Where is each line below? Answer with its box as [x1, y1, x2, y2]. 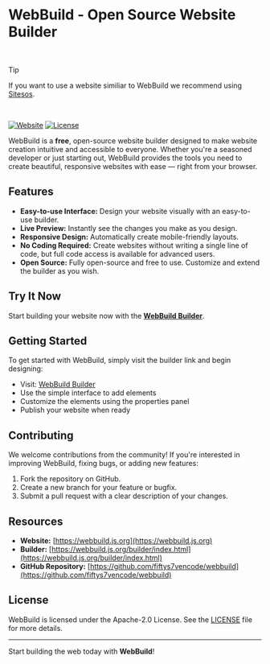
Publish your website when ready [19, 405, 131, 415]
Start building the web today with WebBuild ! [8, 646, 155, 656]
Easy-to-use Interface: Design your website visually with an [19, 206, 221, 216]
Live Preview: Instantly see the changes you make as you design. [19, 223, 238, 233]
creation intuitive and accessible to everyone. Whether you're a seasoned [8, 144, 252, 154]
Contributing [8, 428, 74, 442]
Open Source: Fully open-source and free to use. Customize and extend [19, 258, 260, 267]
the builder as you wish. [19, 266, 100, 275]
